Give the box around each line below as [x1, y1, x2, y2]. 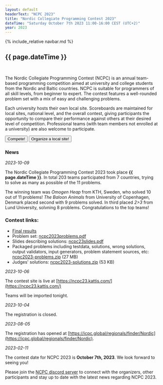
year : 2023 [5, 25, 27, 30]
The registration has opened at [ [5, 330, 70, 336]
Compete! [7, 136, 25, 141]
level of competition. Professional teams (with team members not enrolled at [5, 120, 158, 127]
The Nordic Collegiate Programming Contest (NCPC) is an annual [5, 75, 136, 81]
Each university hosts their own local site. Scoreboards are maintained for [5, 105, 153, 111]
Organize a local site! [31, 136, 70, 141]
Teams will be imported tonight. [5, 292, 69, 298]
